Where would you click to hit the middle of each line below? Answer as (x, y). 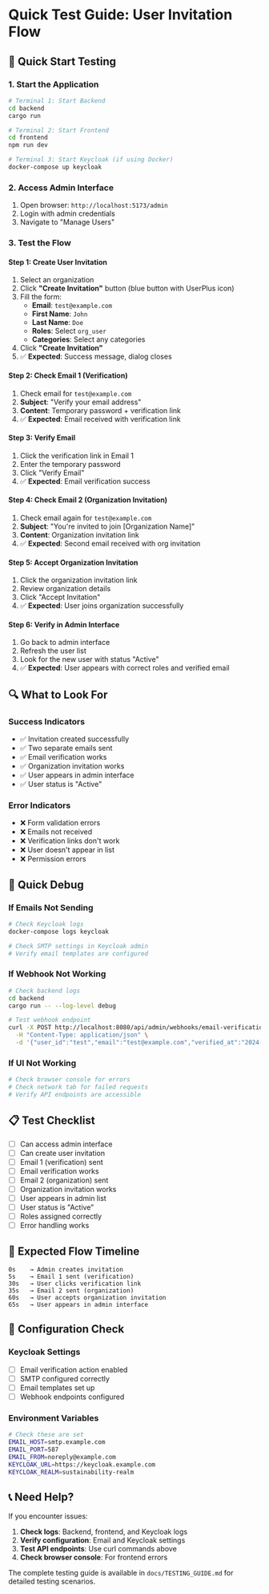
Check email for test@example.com (76, 393)
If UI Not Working (42, 1063)
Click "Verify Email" (52, 473)
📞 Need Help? (41, 1497)
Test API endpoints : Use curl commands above (98, 1549)
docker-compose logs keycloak (59, 931)
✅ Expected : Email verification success (85, 481)
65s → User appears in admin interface (78, 1305)
